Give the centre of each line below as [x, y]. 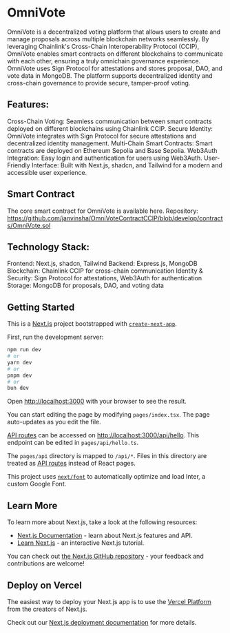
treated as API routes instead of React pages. [71, 464]
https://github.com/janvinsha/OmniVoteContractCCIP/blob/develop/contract [115, 218]
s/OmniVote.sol [29, 225]
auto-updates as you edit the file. [54, 422]
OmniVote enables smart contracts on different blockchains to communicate [115, 54]
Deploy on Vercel [45, 585]
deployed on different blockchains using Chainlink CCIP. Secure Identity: [110, 128]
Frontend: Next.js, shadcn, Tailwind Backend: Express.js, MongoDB [102, 264]
